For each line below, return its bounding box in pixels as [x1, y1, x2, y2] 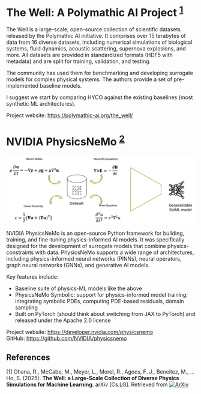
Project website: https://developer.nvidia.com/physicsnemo [6, 329, 154, 336]
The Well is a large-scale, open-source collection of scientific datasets [6, 26, 181, 33]
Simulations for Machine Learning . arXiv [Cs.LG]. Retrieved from [6, 381, 168, 388]
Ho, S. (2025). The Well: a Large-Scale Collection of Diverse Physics [6, 374, 179, 381]
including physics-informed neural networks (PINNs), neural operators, [6, 255, 182, 262]
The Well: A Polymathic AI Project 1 [6, 4, 184, 20]
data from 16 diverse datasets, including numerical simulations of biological [6, 38, 193, 46]
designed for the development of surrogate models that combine [6, 243, 166, 250]
